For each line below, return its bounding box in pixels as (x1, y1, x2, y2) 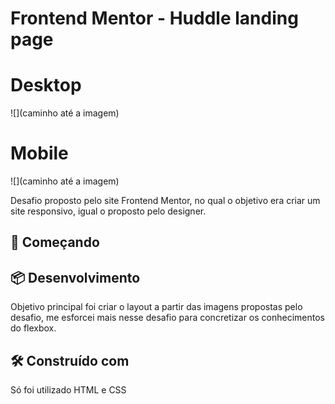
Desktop (10, 74, 82, 97)
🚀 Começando (10, 234, 100, 251)
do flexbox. (10, 322, 57, 334)
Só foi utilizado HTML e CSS (10, 384, 127, 396)
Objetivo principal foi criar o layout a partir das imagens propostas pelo (10, 301, 303, 313)
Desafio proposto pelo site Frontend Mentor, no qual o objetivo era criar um (10, 195, 321, 207)
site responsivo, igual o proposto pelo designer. (10, 205, 207, 217)
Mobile (10, 142, 69, 165)
